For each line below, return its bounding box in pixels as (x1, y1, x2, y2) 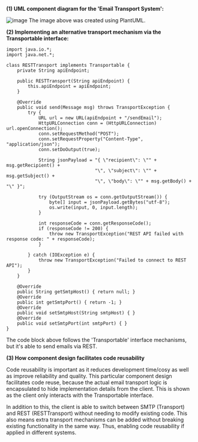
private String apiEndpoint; (17, 67, 90, 73)
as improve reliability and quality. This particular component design (6, 373, 172, 379)
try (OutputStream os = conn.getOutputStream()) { (38, 194, 168, 200)
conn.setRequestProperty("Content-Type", (38, 136, 144, 142)
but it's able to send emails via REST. (6, 343, 98, 350)
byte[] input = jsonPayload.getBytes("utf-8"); (49, 199, 170, 205)
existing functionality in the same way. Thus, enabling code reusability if (6, 423, 185, 429)
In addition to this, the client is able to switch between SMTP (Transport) (6, 403, 185, 410)
